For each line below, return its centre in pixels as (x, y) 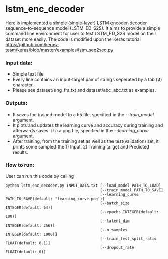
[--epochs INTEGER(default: (129, 212)
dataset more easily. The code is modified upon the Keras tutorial (73, 39)
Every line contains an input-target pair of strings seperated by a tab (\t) (87, 80)
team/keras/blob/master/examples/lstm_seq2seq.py (59, 50)
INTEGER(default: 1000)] (31, 234)
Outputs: (16, 103)
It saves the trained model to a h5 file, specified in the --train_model (83, 114)
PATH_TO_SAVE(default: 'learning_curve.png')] (55, 199)
